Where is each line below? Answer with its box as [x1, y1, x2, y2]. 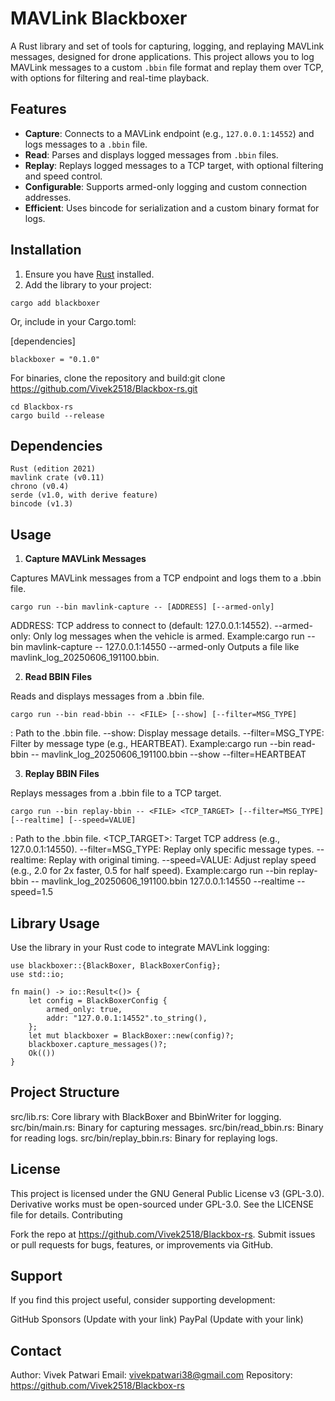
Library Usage [10, 915, 100, 932]
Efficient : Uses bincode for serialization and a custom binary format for [24, 202, 320, 214]
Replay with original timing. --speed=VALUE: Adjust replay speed [48, 854, 317, 866]
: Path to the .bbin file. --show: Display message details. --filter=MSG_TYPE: [10, 727, 325, 739]
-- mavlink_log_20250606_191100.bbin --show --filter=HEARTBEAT [30, 748, 307, 761]
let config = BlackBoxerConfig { [28, 996, 168, 1006]
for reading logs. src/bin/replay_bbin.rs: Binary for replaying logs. [10, 1132, 278, 1144]
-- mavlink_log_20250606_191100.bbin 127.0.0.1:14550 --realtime [30, 875, 295, 887]
